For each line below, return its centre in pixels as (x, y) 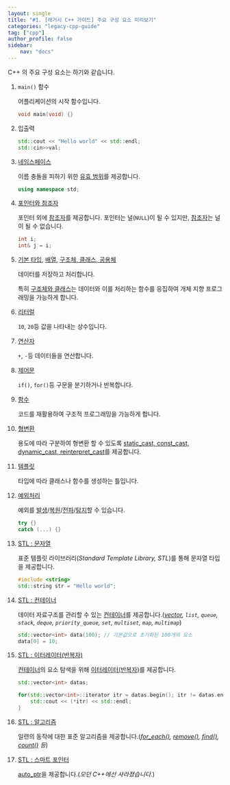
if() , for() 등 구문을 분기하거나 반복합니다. (75, 385)
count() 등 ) (33, 745)
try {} (27, 523)
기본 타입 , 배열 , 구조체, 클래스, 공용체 (67, 260)
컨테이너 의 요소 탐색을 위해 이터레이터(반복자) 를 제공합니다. (97, 670)
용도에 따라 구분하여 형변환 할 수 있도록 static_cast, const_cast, (103, 443)
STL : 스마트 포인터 (43, 760)
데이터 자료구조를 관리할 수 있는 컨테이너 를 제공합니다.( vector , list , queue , (118, 614)
